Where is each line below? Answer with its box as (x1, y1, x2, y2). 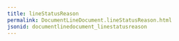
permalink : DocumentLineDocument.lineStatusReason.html (7, 17, 172, 24)
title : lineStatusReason (7, 10, 79, 17)
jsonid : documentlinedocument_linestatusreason (7, 23, 148, 30)
